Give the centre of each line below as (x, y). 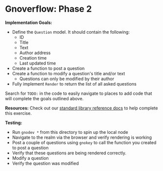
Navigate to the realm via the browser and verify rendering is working (82, 137)
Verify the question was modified (45, 163)
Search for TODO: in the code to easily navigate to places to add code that (79, 93)
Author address (35, 53)
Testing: (14, 123)
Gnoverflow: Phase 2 (48, 9)
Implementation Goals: (29, 22)
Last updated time (38, 63)
